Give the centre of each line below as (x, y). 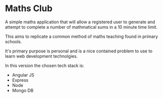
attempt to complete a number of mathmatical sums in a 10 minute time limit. (81, 27)
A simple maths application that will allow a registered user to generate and (80, 22)
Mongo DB (23, 90)
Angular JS (23, 75)
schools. (14, 41)
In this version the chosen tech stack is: (45, 65)
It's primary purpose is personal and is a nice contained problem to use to (79, 51)
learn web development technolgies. (41, 56)
